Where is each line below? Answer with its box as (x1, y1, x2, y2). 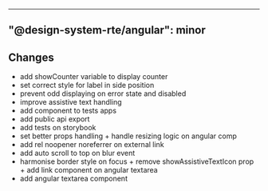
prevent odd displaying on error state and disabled (19, 89, 187, 98)
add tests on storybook (19, 123, 97, 133)
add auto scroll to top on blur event (19, 149, 136, 158)
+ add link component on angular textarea (19, 165, 158, 175)
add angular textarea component (19, 173, 128, 184)
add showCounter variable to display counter (19, 72, 168, 82)
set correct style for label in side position (19, 81, 155, 90)
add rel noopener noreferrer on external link (19, 140, 165, 149)
